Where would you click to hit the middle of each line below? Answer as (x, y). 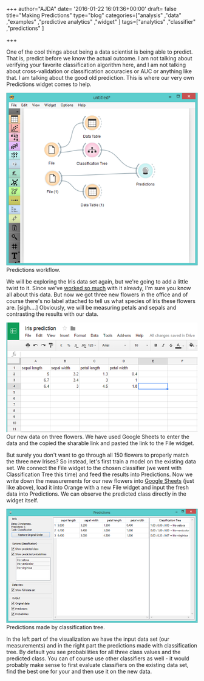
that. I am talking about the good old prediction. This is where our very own (100, 78)
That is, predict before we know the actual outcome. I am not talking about (99, 58)
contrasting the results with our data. (53, 314)
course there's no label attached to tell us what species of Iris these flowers (101, 301)
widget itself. (22, 500)
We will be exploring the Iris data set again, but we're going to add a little (97, 281)
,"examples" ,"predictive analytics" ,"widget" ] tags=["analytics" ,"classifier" (101, 22)
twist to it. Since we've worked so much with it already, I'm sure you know (99, 288)
